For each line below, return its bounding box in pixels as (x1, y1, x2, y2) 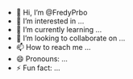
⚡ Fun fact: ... (15, 63, 60, 73)
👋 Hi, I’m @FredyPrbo (15, 8, 88, 17)
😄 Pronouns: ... (15, 54, 69, 64)
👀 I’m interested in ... (15, 16, 85, 26)
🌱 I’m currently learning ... (15, 25, 102, 34)
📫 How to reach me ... (15, 43, 91, 52)
